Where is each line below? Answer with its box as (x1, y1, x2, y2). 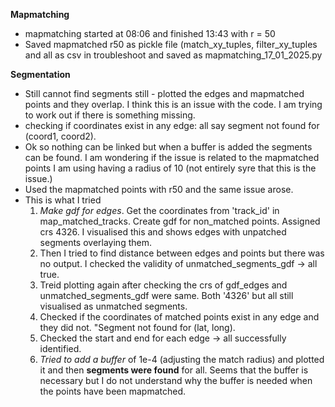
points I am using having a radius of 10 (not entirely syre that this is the (24, 162, 317, 174)
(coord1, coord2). (24, 130, 97, 142)
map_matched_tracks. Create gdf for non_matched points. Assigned (39, 215, 321, 227)
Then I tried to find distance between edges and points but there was (39, 247, 325, 259)
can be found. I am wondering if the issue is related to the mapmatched (24, 152, 320, 163)
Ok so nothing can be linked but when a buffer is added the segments (24, 141, 313, 153)
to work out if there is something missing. (24, 109, 196, 121)
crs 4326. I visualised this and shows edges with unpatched (39, 226, 287, 238)
